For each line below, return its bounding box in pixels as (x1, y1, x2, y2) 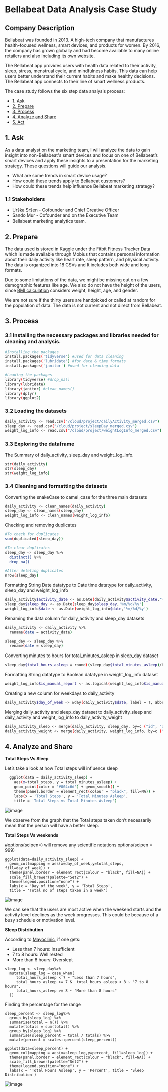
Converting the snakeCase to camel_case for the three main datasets (5, 494, 147, 500)
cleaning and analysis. (5, 338, 61, 345)
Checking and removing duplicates (5, 522, 77, 528)
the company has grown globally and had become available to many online (5, 48, 159, 53)
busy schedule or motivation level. (5, 917, 76, 923)
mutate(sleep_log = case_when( (9, 971, 75, 976)
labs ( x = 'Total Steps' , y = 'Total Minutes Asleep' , (14, 793, 128, 799)
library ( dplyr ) (5, 391, 37, 396)
